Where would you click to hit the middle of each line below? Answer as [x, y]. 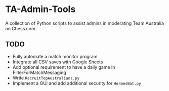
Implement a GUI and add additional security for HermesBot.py [77, 83]
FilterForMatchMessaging [39, 72]
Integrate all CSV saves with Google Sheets [58, 62]
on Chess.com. [21, 28]
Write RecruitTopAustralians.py [46, 78]
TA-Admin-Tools [40, 9]
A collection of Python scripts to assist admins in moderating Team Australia [85, 23]
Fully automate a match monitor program [55, 56]
